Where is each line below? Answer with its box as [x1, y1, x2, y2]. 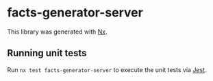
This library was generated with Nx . [7, 27, 108, 36]
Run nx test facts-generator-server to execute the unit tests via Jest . [7, 65, 207, 73]
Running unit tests [7, 47, 87, 59]
